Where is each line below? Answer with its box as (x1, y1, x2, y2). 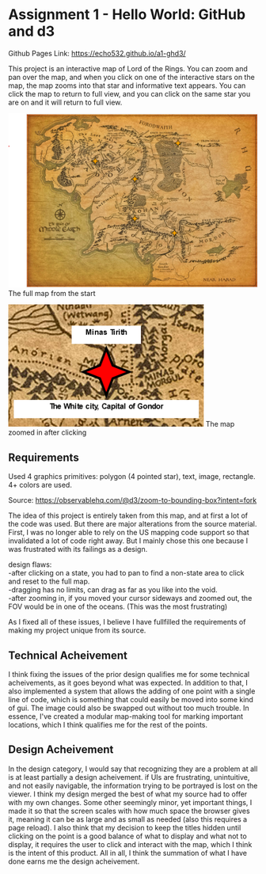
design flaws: (8, 560, 52, 569)
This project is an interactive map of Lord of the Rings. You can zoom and (8, 63, 248, 73)
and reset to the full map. (8, 576, 90, 587)
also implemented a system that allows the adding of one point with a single (8, 686, 256, 696)
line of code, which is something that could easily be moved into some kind (8, 694, 253, 704)
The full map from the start (8, 289, 96, 298)
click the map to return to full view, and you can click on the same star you (8, 89, 251, 98)
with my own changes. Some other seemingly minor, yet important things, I (8, 797, 253, 807)
